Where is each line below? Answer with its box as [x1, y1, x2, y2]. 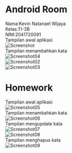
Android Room [5, 4, 67, 15]
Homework [5, 82, 53, 94]
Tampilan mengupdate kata [5, 120, 63, 126]
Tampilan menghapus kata [5, 137, 61, 143]
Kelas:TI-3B [5, 26, 30, 32]
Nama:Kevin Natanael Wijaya [5, 20, 66, 27]
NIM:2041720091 [5, 31, 41, 37]
